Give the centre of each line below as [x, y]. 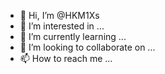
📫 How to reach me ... [66, 58]
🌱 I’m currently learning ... [73, 36]
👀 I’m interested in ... [62, 26]
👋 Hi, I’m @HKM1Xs [59, 15]
